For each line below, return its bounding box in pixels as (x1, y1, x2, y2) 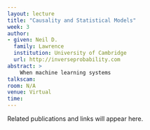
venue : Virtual (7, 89, 52, 96)
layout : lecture (7, 10, 55, 18)
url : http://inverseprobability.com (13, 56, 121, 63)
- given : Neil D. (7, 37, 58, 44)
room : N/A (7, 82, 36, 89)
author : (7, 30, 30, 37)
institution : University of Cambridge (13, 50, 128, 57)
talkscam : (7, 75, 36, 83)
